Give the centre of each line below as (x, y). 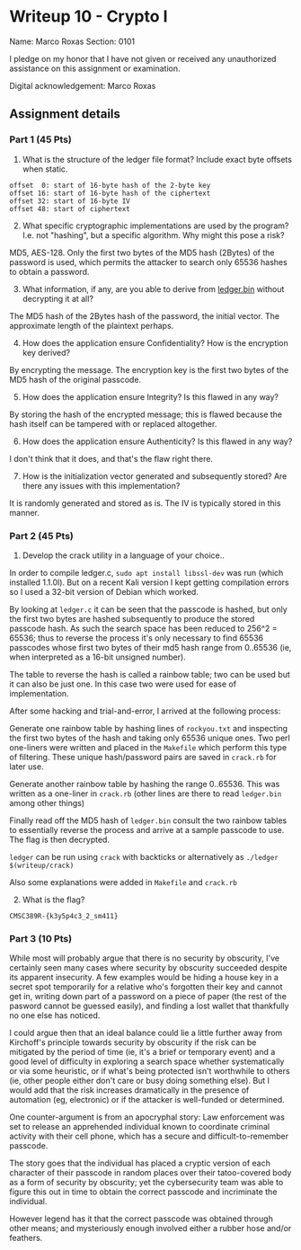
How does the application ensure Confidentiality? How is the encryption (155, 342)
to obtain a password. (49, 271)
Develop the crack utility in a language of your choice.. (123, 555)
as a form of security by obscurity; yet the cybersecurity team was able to (146, 1183)
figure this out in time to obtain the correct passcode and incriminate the (143, 1192)
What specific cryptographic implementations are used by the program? (155, 226)
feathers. (26, 1238)
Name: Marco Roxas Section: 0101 (72, 41)
